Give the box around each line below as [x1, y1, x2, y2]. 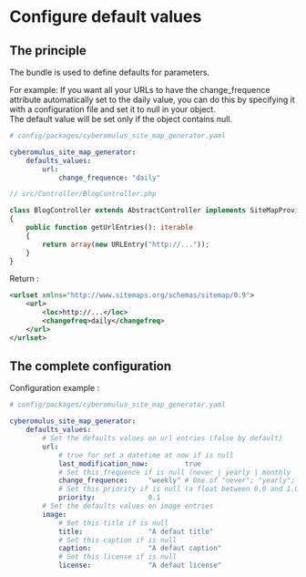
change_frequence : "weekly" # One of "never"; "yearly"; [57, 476, 296, 485]
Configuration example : [9, 383, 100, 394]
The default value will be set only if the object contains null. [9, 114, 233, 124]
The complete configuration [9, 358, 172, 375]
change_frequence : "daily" [57, 173, 161, 182]
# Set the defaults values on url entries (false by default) [42, 434, 283, 443]
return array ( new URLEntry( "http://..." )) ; [42, 240, 209, 249]
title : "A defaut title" [57, 527, 214, 536]
